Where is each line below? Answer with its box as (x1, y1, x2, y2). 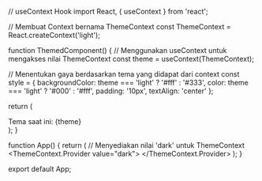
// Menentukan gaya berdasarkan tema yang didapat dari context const (8, 70, 240, 78)
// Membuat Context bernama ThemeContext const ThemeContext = (8, 22, 231, 31)
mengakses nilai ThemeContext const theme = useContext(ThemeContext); (8, 55, 255, 63)
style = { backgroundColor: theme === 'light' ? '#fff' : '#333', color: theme (8, 78, 249, 87)
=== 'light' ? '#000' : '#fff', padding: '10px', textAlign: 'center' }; (8, 86, 214, 96)
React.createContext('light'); (8, 31, 101, 40)
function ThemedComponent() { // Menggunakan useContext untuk (8, 46, 227, 55)
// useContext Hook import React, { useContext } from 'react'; (8, 7, 208, 16)
